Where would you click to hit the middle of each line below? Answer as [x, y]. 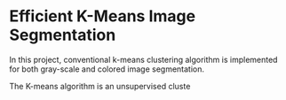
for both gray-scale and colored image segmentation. [107, 69]
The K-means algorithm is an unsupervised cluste [100, 86]
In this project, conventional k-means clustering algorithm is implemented [143, 59]
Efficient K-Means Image [103, 16]
